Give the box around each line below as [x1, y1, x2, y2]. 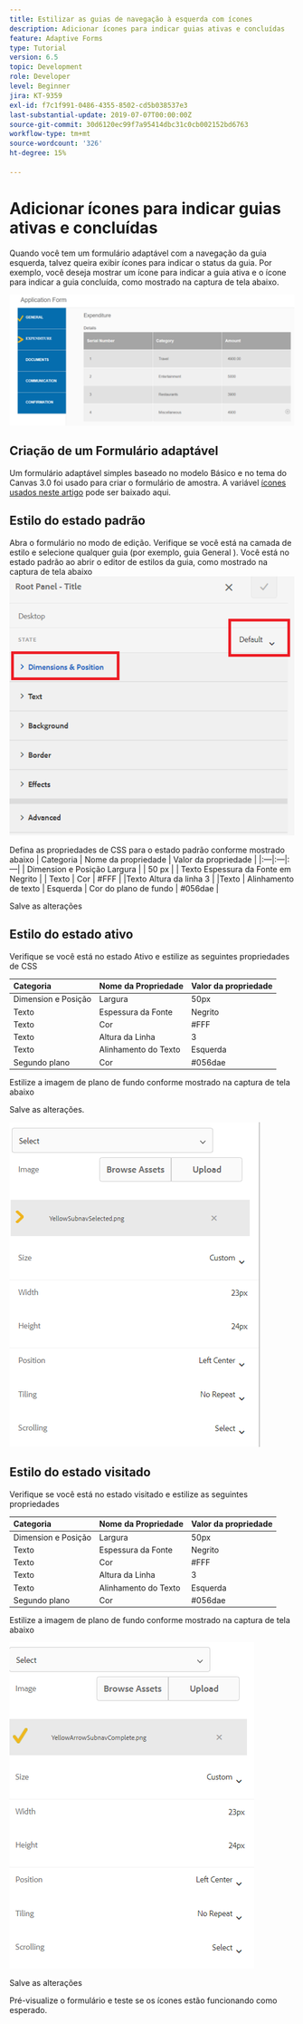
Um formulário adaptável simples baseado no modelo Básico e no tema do [9, 467, 288, 478]
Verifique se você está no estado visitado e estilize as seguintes [9, 1488, 249, 1500]
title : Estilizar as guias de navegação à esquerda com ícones [9, 15, 253, 24]
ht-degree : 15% [9, 149, 67, 158]
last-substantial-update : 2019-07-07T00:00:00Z [9, 110, 193, 120]
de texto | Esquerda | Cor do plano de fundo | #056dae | [9, 882, 220, 893]
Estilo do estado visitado [9, 1464, 151, 1480]
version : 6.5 [9, 53, 59, 63]
